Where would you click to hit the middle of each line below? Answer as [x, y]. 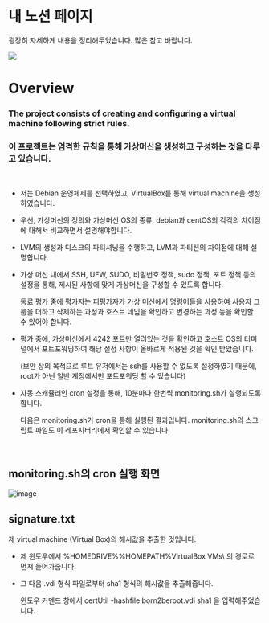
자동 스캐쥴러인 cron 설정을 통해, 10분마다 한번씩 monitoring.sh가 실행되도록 [141, 393]
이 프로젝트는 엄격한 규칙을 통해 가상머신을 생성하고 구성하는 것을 [126, 146]
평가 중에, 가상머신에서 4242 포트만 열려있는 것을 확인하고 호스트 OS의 [131, 339]
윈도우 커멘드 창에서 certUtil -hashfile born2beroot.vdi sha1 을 [120, 600]
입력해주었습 [241, 600]
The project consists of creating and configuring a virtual [122, 113]
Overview [41, 88]
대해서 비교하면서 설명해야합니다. [80, 231]
